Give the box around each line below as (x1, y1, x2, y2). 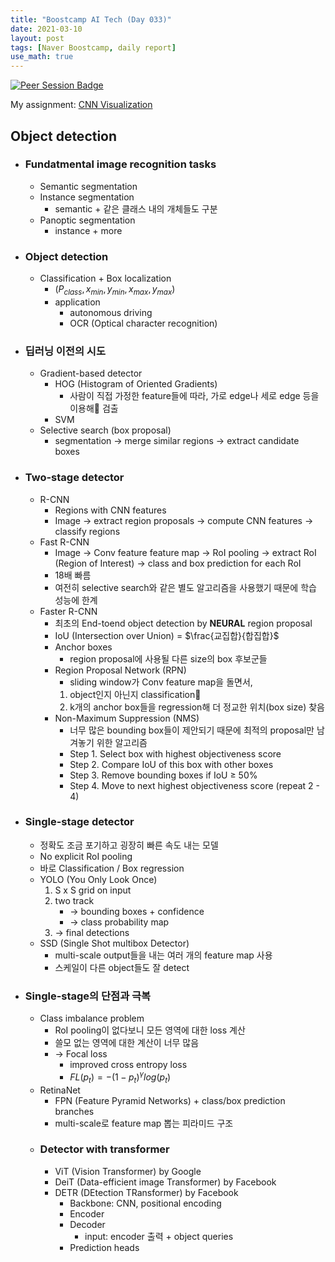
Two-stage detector (24, 471, 125, 485)
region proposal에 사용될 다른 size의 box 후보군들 (69, 652, 268, 665)
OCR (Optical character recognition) (69, 317, 218, 329)
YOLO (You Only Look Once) (39, 873, 158, 885)
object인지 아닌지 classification (69, 688, 202, 700)
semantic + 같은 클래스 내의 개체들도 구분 (54, 202, 218, 215)
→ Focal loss (54, 1048, 108, 1060)
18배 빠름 (54, 569, 92, 581)
